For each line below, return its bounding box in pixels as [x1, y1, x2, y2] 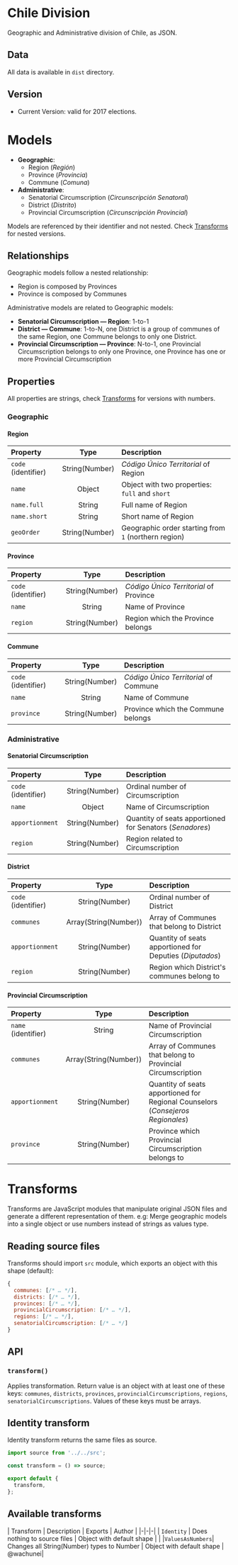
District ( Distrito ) [28, 200, 76, 209]
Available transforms [7, 1508, 102, 1520]
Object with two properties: [121, 480, 212, 490]
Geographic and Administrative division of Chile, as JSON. [7, 28, 177, 37]
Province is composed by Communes [17, 290, 127, 298]
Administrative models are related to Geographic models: [7, 303, 174, 312]
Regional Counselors [148, 1097, 218, 1107]
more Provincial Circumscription [17, 355, 112, 363]
